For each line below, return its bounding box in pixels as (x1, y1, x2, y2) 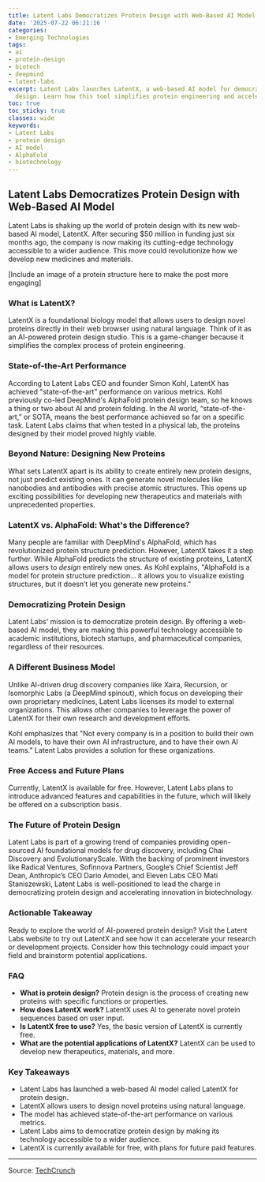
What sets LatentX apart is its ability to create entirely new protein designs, (8, 466, 252, 476)
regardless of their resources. (8, 642, 105, 652)
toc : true (8, 99, 41, 107)
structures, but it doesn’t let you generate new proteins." (8, 579, 192, 589)
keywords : (8, 122, 41, 129)
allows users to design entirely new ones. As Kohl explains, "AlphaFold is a (8, 563, 250, 572)
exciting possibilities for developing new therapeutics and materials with (8, 491, 243, 501)
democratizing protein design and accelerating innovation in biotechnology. (8, 888, 254, 897)
